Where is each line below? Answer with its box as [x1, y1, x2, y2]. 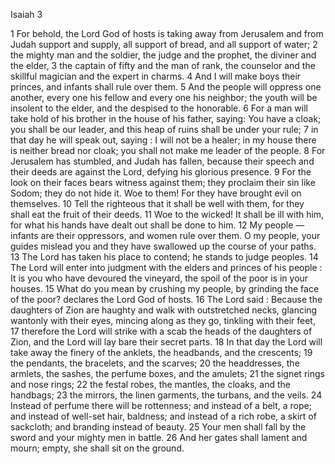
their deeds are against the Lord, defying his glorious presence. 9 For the [10, 166, 312, 178]
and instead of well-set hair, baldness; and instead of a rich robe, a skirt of [10, 410, 317, 422]
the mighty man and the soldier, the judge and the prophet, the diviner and [10, 49, 317, 61]
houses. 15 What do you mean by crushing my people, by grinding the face [10, 283, 320, 294]
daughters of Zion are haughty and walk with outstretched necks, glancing [10, 304, 318, 316]
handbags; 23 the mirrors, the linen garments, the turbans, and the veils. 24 [10, 389, 323, 401]
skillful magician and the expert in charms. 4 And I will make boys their [10, 70, 302, 82]
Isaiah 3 [10, 9, 43, 20]
